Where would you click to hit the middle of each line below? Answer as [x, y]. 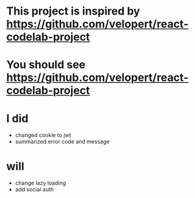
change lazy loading [41, 183]
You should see [46, 65]
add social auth [34, 189]
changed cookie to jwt [43, 135]
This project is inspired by [73, 11]
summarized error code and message [62, 142]
